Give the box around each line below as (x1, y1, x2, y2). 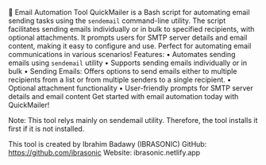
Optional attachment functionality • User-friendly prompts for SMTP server (8, 83, 254, 93)
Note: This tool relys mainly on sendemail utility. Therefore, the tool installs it (8, 116, 258, 125)
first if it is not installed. (8, 124, 85, 133)
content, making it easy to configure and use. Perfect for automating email (8, 41, 252, 51)
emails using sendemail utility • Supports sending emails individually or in (8, 58, 248, 67)
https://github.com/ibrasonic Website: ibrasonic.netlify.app (8, 148, 201, 157)
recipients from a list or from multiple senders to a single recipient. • (8, 75, 232, 84)
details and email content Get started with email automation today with (8, 92, 239, 101)
